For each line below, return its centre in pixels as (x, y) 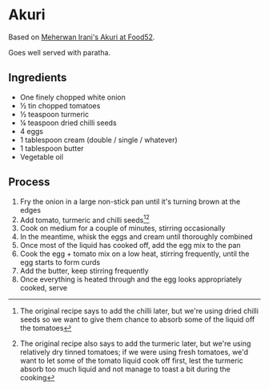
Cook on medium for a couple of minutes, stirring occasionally (122, 228)
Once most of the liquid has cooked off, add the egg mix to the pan (130, 246)
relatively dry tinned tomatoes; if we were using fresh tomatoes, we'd (134, 352)
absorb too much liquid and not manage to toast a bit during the (125, 369)
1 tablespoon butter (52, 148)
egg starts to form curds (60, 262)
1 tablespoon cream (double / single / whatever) (98, 140)
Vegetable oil (42, 156)
